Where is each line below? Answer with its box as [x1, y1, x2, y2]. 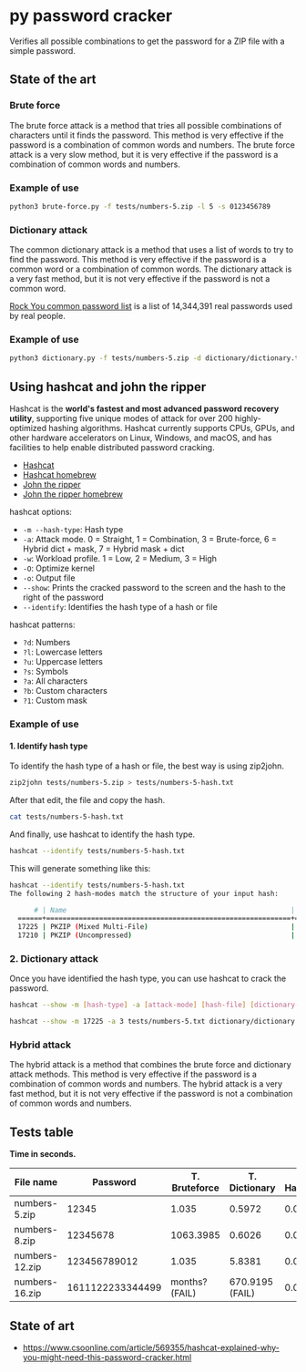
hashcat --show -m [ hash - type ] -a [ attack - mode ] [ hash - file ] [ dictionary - [9, 1000, 300, 1010]
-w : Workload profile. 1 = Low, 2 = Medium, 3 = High [22, 553, 217, 564]
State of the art [9, 72, 97, 88]
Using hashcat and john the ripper [9, 379, 207, 395]
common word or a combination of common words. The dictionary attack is [9, 263, 292, 274]
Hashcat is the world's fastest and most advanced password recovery [9, 403, 280, 415]
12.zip [14, 1261, 42, 1274]
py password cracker [9, 5, 173, 26]
